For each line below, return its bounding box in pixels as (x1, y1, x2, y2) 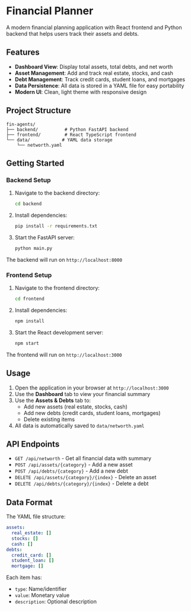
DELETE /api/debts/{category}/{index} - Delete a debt (14, 480, 149, 487)
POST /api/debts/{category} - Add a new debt (14, 467, 129, 474)
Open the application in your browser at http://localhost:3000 (14, 384, 169, 391)
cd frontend (14, 296, 44, 302)
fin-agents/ (6, 121, 36, 127)
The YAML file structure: (6, 513, 66, 520)
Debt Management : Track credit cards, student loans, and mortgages (14, 75, 186, 83)
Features (6, 48, 40, 58)
